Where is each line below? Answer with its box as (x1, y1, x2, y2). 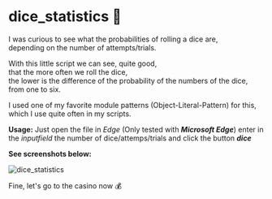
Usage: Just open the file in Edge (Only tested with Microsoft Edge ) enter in (8, 124, 264, 134)
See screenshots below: (8, 149, 92, 158)
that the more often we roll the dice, (8, 67, 128, 76)
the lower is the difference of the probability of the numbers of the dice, (8, 76, 248, 85)
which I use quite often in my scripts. (8, 109, 132, 119)
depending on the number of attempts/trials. (8, 42, 157, 52)
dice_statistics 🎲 (8, 7, 122, 26)
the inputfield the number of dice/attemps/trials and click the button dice (8, 133, 252, 143)
